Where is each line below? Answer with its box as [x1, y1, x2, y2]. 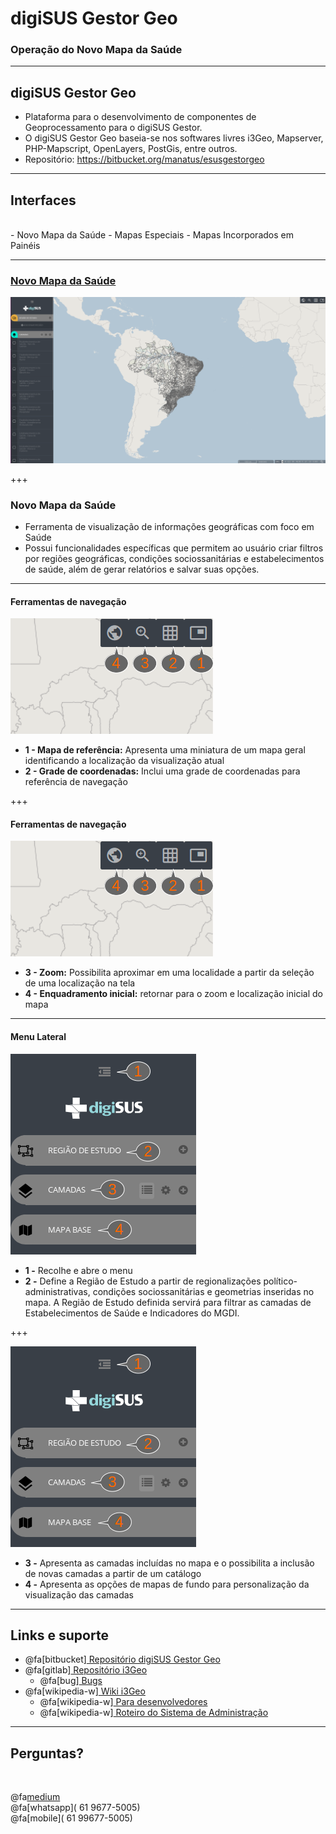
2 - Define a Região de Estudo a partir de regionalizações [24, 1275, 262, 1287]
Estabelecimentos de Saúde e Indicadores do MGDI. [24, 1307, 240, 1319]
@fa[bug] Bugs [39, 1675, 103, 1687]
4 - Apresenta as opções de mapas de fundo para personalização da [24, 1578, 310, 1590]
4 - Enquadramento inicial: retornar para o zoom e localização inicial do [24, 988, 323, 1000]
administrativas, [24, 1285, 91, 1297]
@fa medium [10, 1791, 61, 1803]
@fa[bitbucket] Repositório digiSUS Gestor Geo [24, 1653, 221, 1666]
